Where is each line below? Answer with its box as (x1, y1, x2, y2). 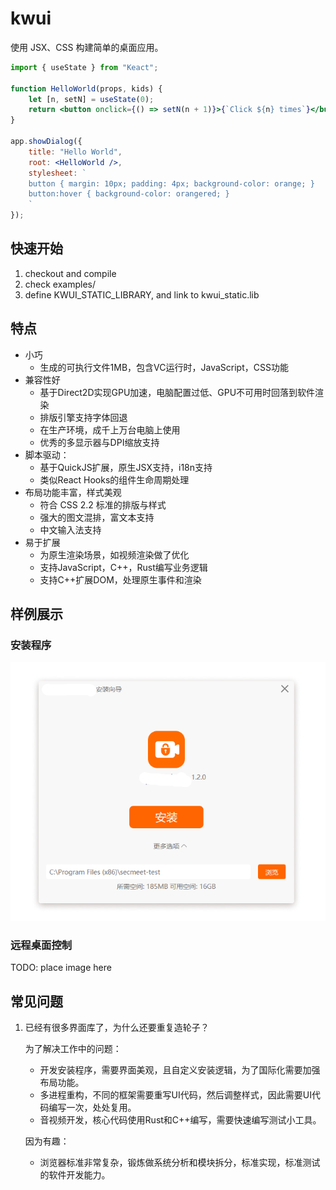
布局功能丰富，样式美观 (24, 486, 122, 498)
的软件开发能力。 (39, 1169, 111, 1181)
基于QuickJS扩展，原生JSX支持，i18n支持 (39, 461, 213, 473)
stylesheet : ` (28, 168, 87, 178)
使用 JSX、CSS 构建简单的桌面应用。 (10, 41, 164, 53)
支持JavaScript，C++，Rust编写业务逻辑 (39, 561, 208, 573)
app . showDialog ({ (10, 137, 83, 147)
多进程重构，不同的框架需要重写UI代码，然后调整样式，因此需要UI (39, 1089, 312, 1101)
